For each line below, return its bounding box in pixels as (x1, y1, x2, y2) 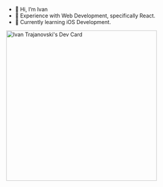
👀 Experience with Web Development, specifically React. (14, 12, 156, 19)
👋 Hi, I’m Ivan (14, 6, 48, 13)
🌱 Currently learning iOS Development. (14, 19, 111, 25)
